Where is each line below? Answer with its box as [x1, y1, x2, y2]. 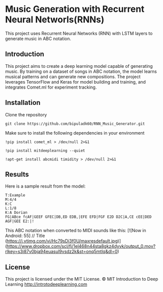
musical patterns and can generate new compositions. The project [5, 73, 141, 80]
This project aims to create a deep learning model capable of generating [5, 63, 153, 69]
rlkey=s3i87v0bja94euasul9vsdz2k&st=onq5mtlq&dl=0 [5, 248, 118, 254]
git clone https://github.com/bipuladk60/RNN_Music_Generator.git [5, 121, 145, 126]
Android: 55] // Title [5, 233, 46, 239]
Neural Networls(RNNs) [5, 14, 105, 25]
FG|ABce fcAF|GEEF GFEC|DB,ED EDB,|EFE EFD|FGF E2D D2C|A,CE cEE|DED [5, 214, 152, 220]
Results [5, 170, 29, 179]
